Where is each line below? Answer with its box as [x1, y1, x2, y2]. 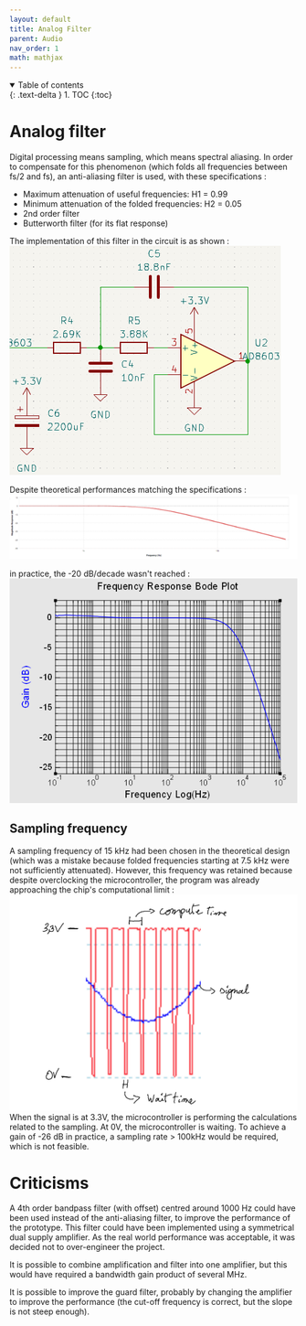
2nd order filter [22, 209, 80, 219]
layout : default [9, 15, 71, 24]
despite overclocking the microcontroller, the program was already [9, 874, 260, 885]
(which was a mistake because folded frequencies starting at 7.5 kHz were [9, 855, 290, 866]
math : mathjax [9, 53, 64, 63]
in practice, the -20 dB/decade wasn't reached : [9, 568, 190, 580]
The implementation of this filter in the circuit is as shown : [9, 236, 230, 247]
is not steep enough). [9, 1306, 90, 1317]
